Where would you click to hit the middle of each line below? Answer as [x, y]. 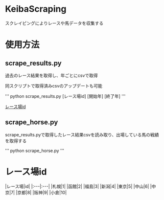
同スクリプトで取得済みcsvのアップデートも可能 [54, 86]
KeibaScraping [36, 9]
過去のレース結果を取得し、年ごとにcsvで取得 [51, 75]
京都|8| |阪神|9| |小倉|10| [42, 192]
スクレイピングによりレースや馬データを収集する [54, 23]
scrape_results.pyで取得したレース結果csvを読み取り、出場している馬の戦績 [82, 134]
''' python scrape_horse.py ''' [35, 151]
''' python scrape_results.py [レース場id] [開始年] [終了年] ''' [65, 96]
